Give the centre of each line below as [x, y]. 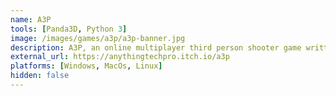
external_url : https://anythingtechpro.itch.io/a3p [120, 57]
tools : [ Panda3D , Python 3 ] [69, 29]
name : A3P [31, 19]
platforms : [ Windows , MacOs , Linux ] [86, 66]
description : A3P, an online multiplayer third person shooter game [156, 47]
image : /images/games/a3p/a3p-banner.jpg [98, 38]
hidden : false [40, 76]
